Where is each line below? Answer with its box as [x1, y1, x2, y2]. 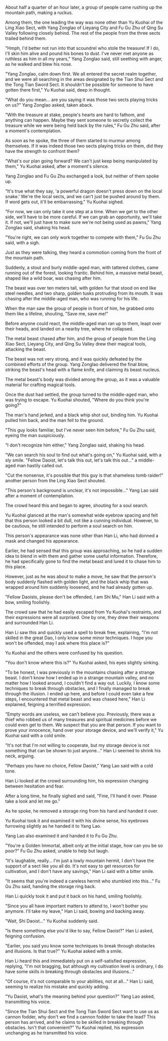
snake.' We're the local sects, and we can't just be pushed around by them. [5, 194, 160, 199]
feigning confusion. [5, 933, 45, 939]
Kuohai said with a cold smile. [5, 733, 67, 738]
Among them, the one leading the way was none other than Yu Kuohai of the [5, 20, 163, 25]
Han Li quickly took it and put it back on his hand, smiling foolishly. [5, 893, 143, 899]
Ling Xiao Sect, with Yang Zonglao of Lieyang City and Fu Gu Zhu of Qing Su [5, 25, 163, 31]
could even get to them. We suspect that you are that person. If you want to [5, 722, 161, 728]
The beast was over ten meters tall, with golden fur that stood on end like [5, 285, 156, 291]
